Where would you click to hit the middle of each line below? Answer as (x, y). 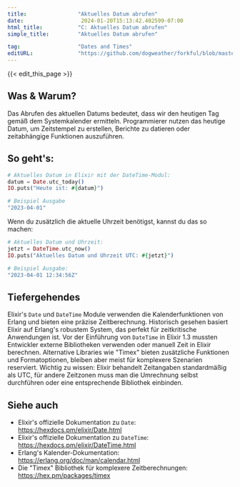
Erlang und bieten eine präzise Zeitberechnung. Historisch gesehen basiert (118, 322)
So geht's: (31, 159)
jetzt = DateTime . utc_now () (49, 248)
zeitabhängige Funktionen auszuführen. (66, 136)
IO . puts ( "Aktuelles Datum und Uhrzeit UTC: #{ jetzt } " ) (91, 255)
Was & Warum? (42, 96)
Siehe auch (33, 405)
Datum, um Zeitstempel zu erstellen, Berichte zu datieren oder (99, 129)
